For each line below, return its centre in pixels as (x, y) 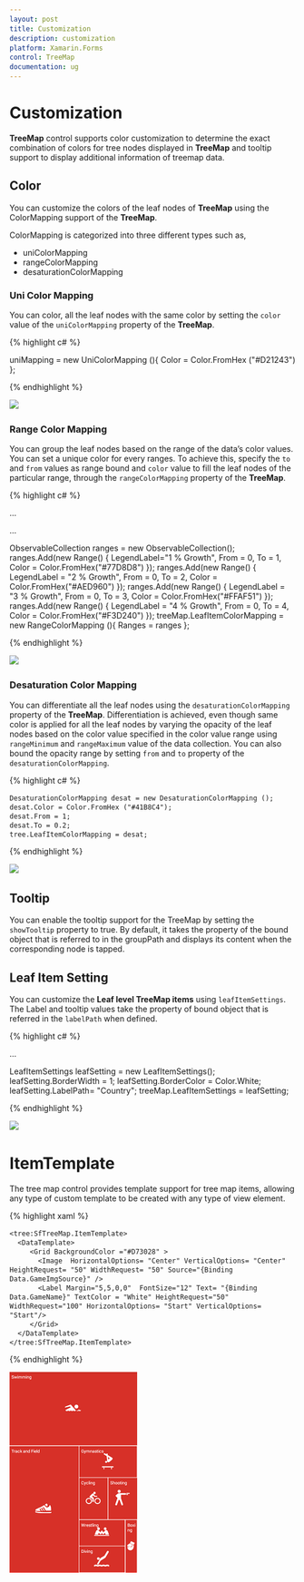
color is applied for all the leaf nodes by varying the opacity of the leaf (141, 724)
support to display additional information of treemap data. (117, 157)
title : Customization (50, 29)
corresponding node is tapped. (67, 949)
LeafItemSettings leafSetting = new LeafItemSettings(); (113, 1071)
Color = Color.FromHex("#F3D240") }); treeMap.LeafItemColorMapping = (147, 616)
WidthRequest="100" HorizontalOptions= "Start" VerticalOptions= (135, 1306)
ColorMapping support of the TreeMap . (83, 217)
